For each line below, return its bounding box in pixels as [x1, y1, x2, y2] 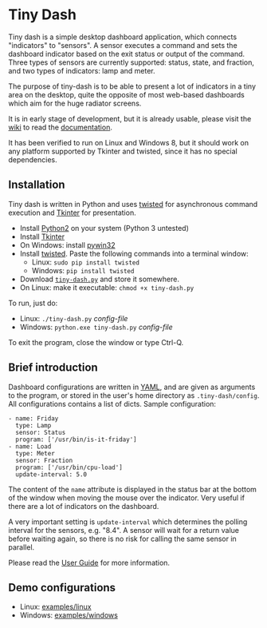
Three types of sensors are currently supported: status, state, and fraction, [8, 58, 255, 67]
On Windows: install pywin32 [19, 240, 116, 249]
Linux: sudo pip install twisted [31, 257, 139, 267]
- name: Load [8, 442, 52, 451]
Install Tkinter [19, 232, 65, 241]
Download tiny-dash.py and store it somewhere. [19, 274, 179, 284]
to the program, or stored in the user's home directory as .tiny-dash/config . [8, 390, 260, 400]
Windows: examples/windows [19, 610, 118, 620]
